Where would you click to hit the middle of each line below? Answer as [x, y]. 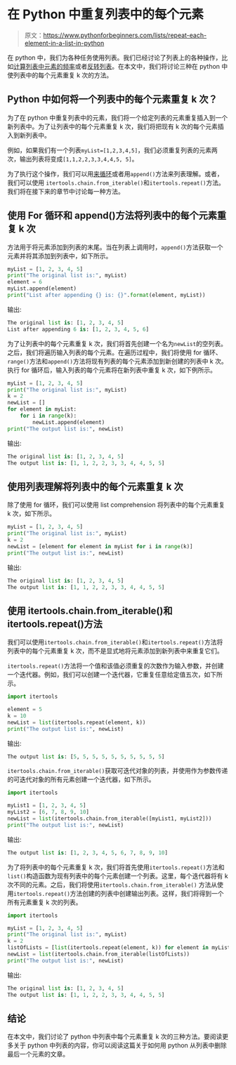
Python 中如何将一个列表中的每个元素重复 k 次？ [112, 99]
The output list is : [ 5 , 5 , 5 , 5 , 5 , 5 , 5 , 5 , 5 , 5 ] [86, 756]
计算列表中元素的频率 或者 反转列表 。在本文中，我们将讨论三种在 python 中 [121, 66]
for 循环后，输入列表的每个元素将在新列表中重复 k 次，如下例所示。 [118, 370]
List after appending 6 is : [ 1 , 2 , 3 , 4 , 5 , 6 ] [78, 329]
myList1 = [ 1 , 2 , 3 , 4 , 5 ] [47, 806]
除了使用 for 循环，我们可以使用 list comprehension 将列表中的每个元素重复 [116, 505]
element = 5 [25, 710]
